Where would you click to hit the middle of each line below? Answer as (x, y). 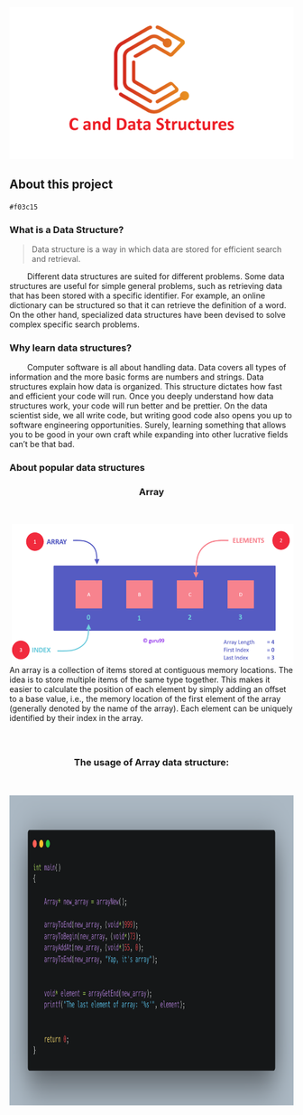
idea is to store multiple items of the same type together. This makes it (140, 679)
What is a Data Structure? (67, 230)
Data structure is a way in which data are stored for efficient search (156, 249)
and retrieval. (56, 258)
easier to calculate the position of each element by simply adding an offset (148, 689)
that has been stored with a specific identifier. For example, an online (138, 295)
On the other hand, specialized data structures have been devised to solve (147, 314)
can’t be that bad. (42, 445)
